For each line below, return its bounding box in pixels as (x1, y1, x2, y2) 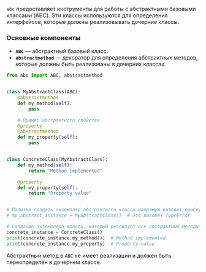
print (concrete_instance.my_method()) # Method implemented (6, 235, 166, 241)
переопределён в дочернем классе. (6, 258, 102, 266)
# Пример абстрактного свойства (17, 117, 100, 123)
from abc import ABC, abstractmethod (6, 72, 103, 79)
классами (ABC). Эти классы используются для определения (6, 12, 168, 19)
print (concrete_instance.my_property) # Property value (6, 241, 155, 247)
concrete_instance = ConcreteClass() (6, 229, 103, 235)
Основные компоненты (6, 33, 81, 42)
